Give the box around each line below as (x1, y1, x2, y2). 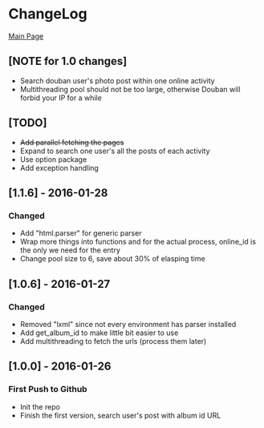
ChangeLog (8, 5, 87, 23)
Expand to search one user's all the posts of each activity (19, 146, 210, 155)
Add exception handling (19, 163, 99, 172)
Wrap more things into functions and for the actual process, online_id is (19, 237, 257, 247)
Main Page (8, 31, 44, 41)
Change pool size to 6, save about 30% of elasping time (19, 254, 206, 264)
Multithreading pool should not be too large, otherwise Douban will (19, 84, 241, 94)
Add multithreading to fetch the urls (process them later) (19, 336, 207, 345)
